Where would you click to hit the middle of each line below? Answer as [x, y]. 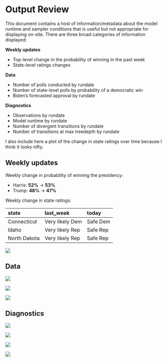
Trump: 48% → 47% [35, 190]
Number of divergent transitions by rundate [58, 126]
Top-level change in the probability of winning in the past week [79, 59]
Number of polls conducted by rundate [53, 85]
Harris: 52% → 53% [34, 185]
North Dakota [24, 238]
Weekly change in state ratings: [38, 200]
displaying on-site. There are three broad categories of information [76, 34]
